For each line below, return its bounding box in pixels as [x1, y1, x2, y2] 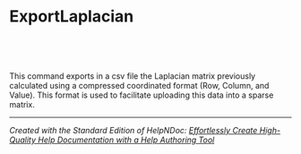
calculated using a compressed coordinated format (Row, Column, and [9, 80, 270, 90]
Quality [9, 134, 37, 145]
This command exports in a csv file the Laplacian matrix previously [9, 70, 256, 81]
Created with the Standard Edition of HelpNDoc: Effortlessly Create [9, 124, 258, 135]
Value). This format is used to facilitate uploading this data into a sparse [9, 90, 274, 100]
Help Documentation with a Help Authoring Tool [38, 134, 215, 145]
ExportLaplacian [9, 6, 134, 27]
